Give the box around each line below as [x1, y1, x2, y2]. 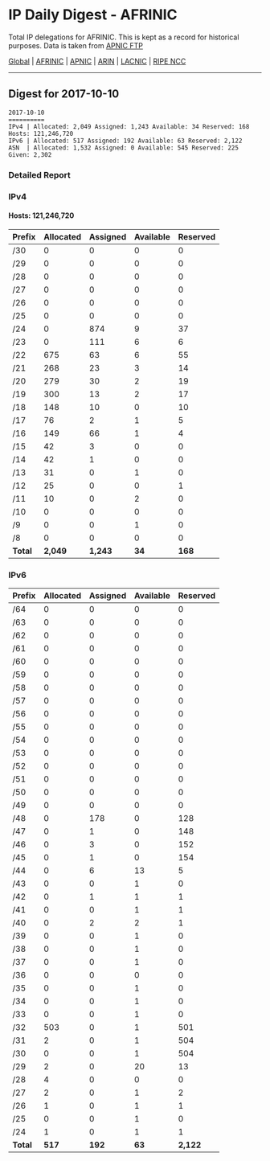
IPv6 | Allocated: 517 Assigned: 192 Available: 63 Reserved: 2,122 [8, 137, 243, 145]
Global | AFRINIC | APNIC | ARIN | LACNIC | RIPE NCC [8, 56, 186, 66]
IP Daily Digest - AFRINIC [8, 6, 178, 24]
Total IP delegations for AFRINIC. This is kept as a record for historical [8, 32, 239, 42]
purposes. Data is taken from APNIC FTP [8, 40, 143, 50]
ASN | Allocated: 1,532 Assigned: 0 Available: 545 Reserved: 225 [8, 143, 239, 152]
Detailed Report [8, 169, 71, 180]
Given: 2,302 [8, 150, 52, 158]
